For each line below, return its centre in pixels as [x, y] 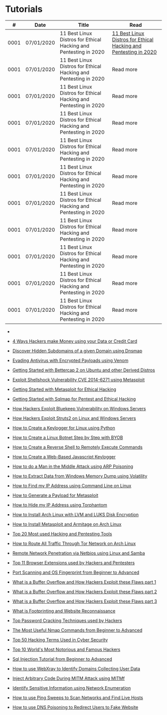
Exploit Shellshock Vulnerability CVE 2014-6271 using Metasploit [79, 379]
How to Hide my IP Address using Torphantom [60, 505]
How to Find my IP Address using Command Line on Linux [72, 485]
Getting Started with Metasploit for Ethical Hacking [64, 389]
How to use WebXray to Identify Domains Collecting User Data [76, 669]
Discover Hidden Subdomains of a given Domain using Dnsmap [77, 351]
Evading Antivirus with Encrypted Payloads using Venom [70, 360]
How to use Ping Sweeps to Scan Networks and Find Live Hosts [78, 698]
